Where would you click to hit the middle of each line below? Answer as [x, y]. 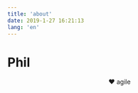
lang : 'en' [23, 27]
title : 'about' [30, 14]
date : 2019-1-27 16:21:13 [46, 21]
